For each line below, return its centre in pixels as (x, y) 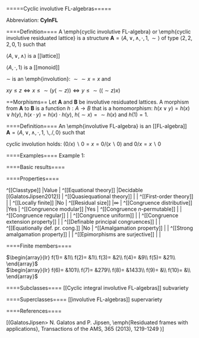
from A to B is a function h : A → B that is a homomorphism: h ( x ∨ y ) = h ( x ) (98, 108)
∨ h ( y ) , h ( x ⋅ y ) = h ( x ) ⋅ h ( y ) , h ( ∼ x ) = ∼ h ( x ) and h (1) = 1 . (77, 115)
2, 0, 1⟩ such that (26, 44)
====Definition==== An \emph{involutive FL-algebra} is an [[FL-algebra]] (97, 126)
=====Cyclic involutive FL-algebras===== (59, 9)
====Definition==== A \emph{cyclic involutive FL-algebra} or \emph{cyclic (99, 32)
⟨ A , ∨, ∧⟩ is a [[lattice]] (33, 56)
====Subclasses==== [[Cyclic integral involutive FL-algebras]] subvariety (97, 288)
